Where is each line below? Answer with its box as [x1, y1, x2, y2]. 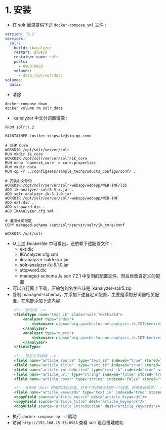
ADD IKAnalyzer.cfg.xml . [5, 209, 58, 214]
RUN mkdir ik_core [5, 152, 43, 157]
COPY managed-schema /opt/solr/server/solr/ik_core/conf [5, 223, 125, 228]
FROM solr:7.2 [5, 125, 35, 130]
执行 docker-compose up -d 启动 [12, 413, 77, 419]
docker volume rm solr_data [5, 106, 63, 111]
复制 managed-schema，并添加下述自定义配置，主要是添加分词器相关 [12, 292, 155, 298]
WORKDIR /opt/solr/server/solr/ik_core [5, 156, 87, 161]
